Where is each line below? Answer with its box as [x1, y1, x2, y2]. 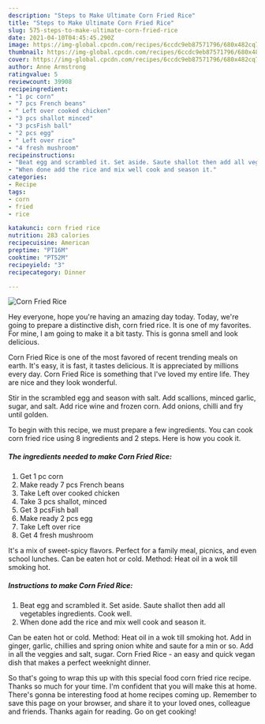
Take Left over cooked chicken [19, 488, 120, 498]
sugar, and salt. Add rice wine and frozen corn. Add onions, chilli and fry [8, 402, 244, 411]
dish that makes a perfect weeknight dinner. [8, 658, 151, 668]
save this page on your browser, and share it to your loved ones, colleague [8, 699, 251, 708]
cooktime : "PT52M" [8, 254, 69, 262]
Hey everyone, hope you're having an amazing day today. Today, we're [8, 312, 239, 322]
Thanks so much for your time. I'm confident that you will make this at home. [8, 681, 257, 692]
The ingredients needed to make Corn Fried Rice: [8, 451, 172, 461]
